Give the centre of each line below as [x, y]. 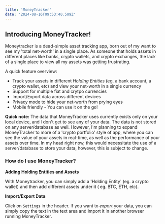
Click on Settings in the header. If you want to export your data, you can [78, 206]
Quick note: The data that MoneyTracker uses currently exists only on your [81, 117]
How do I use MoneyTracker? [41, 161]
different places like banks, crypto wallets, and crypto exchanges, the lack [81, 57]
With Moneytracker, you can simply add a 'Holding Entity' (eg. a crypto [77, 181]
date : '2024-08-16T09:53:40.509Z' [41, 14]
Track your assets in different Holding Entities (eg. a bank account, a [82, 81]
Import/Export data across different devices [56, 97]
